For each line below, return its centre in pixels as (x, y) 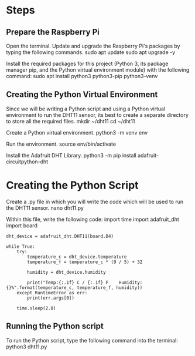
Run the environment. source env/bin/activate (61, 144)
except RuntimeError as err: (52, 293)
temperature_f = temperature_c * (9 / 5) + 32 (85, 262)
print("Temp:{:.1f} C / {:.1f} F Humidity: (85, 283)
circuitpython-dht (27, 162)
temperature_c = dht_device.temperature (77, 257)
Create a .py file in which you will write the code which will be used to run (95, 201)
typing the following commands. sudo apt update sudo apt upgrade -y (91, 52)
